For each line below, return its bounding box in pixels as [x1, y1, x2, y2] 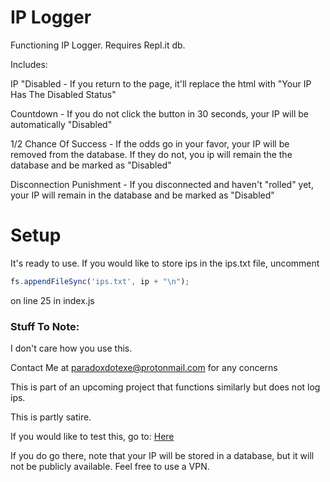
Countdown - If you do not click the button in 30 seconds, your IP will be [10, 107, 309, 120]
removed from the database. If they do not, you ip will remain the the [10, 148, 293, 160]
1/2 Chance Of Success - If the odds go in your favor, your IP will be [10, 137, 290, 150]
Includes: [10, 58, 48, 70]
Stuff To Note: [10, 319, 80, 333]
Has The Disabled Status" [10, 88, 117, 100]
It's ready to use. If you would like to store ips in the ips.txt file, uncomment [10, 257, 320, 269]
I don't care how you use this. [10, 342, 133, 355]
